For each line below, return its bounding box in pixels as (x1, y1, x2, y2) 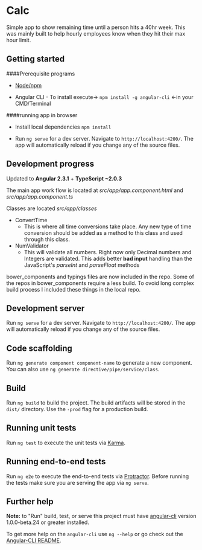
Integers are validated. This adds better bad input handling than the (24, 255, 192, 262)
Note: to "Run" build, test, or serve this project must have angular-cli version (6, 513, 197, 520)
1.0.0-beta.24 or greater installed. (6, 519, 89, 526)
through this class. (24, 235, 71, 243)
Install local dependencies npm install (14, 123, 112, 130)
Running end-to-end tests (6, 456, 106, 467)
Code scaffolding (6, 343, 72, 353)
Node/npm (14, 82, 42, 89)
